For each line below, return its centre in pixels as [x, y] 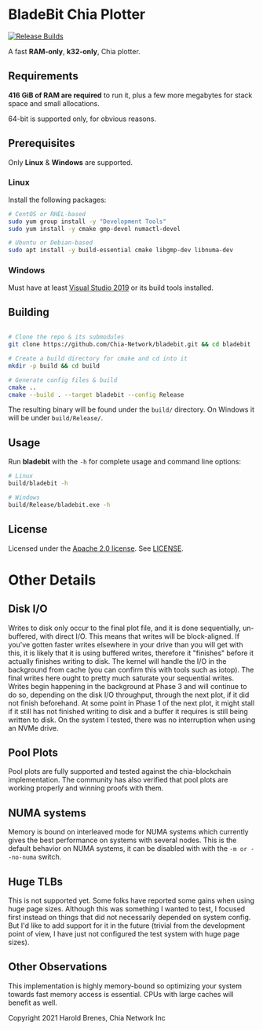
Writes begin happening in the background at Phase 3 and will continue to [128, 686]
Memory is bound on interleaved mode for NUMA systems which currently [128, 832]
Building [29, 312]
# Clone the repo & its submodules [66, 337]
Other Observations [58, 967]
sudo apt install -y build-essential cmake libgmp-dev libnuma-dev [121, 250]
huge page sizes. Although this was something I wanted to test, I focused [127, 909]
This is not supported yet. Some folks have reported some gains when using [131, 900]
